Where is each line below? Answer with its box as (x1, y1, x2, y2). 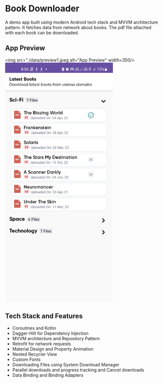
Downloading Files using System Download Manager (12, 361, 120, 367)
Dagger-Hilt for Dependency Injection (12, 330, 89, 336)
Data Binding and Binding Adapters (12, 372, 84, 378)
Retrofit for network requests (12, 341, 71, 347)
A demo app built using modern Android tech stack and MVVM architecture (5, 19, 158, 25)
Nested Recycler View (12, 351, 58, 357)
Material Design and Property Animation (12, 346, 94, 352)
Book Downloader (5, 3, 80, 14)
